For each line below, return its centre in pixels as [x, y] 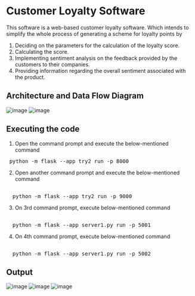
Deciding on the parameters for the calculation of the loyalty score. [97, 45]
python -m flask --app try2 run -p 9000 [72, 196]
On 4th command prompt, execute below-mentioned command [92, 236]
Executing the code [43, 129]
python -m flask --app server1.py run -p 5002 [81, 254]
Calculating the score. [42, 51]
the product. [30, 77]
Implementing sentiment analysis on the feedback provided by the [96, 58]
